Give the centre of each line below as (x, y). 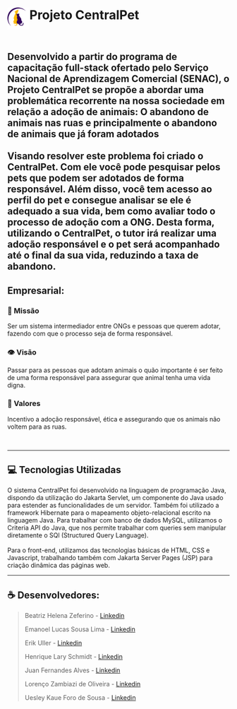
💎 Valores (24, 404)
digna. (17, 386)
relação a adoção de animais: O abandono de (108, 112)
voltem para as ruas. (37, 427)
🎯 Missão (24, 311)
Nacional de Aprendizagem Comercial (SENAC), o (119, 79)
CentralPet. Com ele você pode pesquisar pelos (114, 167)
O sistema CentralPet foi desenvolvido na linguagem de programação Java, (117, 490)
